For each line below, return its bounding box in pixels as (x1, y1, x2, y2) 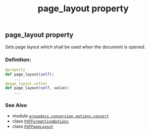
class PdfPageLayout (12, 124, 53, 130)
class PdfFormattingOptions (12, 118, 69, 124)
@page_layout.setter (5, 81, 48, 86)
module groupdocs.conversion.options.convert (12, 113, 109, 119)
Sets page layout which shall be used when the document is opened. (5, 44, 146, 50)
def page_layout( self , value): (5, 86, 70, 91)
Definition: (5, 56, 31, 63)
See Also (5, 102, 27, 109)
